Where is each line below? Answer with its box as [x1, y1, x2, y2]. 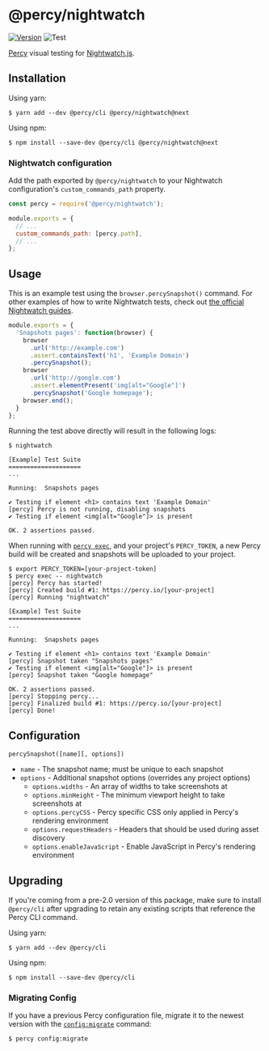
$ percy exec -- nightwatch [8, 572, 103, 580]
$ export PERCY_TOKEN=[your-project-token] [8, 565, 158, 574]
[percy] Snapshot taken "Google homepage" [8, 672, 153, 680]
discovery [32, 833, 66, 843]
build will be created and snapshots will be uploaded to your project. [8, 549, 236, 559]
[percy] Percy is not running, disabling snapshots [8, 506, 186, 514]
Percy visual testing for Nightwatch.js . [8, 48, 135, 57]
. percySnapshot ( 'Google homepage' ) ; [29, 388, 153, 397]
